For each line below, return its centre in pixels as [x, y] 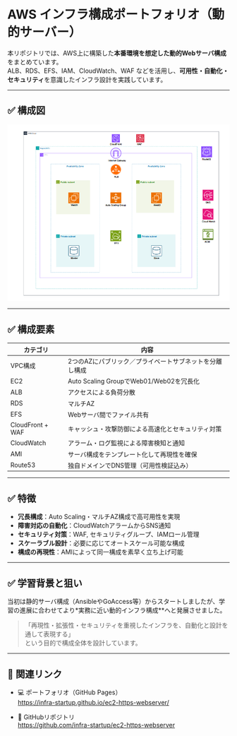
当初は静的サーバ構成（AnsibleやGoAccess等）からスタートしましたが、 [113, 602]
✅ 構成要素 [31, 329]
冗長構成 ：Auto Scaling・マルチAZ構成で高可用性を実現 [99, 517]
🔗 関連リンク [35, 674]
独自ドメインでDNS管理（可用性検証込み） [130, 465]
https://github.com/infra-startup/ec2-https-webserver [96, 725]
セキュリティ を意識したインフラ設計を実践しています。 [87, 79]
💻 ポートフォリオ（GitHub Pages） [69, 692]
